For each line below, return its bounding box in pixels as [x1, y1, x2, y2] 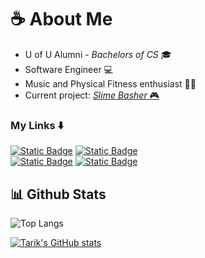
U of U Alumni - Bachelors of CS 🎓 [24, 48, 172, 60]
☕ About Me [10, 8, 113, 31]
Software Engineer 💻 [24, 63, 113, 75]
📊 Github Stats [10, 186, 107, 203]
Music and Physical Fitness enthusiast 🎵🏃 [24, 77, 197, 90]
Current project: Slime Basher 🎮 [24, 89, 160, 101]
